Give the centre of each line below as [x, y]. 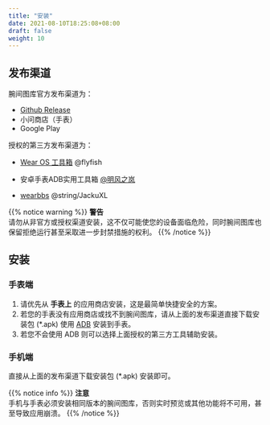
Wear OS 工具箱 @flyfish [61, 163]
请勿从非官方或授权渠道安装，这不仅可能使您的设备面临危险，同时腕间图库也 [135, 222]
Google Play [40, 129]
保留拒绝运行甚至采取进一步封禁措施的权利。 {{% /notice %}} [110, 232]
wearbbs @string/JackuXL [64, 196]
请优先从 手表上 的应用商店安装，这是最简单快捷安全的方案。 [121, 303]
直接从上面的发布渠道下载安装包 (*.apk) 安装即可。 [92, 376]
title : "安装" [31, 16]
